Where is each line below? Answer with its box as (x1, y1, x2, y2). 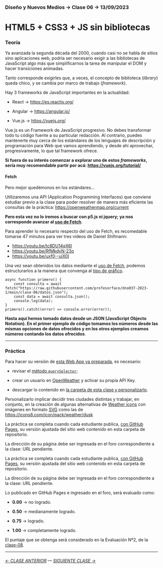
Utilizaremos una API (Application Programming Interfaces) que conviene (5, 194, 151, 200)
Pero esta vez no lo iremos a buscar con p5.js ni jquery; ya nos (5, 213, 133, 220)
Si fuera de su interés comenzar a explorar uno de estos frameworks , (5, 157, 147, 163)
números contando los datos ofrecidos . (5, 331, 86, 337)
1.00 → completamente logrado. (12, 527, 77, 533)
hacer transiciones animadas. (5, 66, 64, 71)
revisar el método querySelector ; (12, 368, 78, 374)
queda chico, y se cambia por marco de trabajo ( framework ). (5, 80, 127, 86)
